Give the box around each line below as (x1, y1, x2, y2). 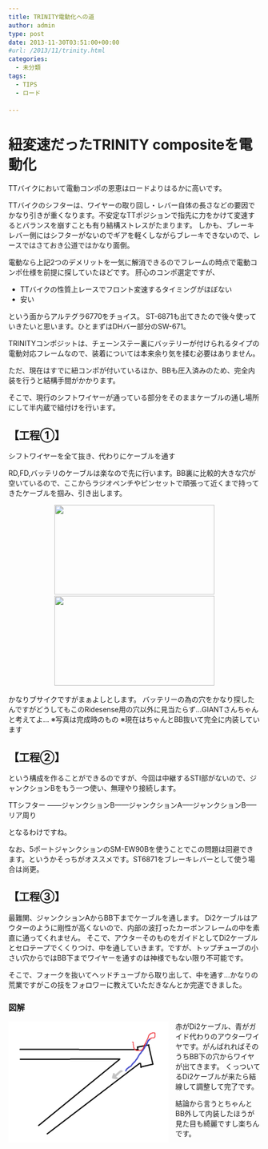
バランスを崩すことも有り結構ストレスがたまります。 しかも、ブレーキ (22, 220, 254, 230)
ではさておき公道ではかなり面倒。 (22, 240, 134, 250)
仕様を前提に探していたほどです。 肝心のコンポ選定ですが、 (22, 268, 220, 277)
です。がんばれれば (182, 1042, 246, 1051)
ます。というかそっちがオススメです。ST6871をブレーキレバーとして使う (8, 854, 249, 864)
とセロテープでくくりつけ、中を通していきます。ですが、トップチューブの (8, 942, 252, 953)
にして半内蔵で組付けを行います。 (8, 403, 120, 413)
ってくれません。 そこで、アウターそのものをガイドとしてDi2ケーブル (29, 933, 258, 942)
